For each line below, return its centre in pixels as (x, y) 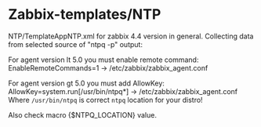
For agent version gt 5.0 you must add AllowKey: (86, 83)
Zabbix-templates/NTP (85, 15)
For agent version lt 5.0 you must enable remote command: (103, 60)
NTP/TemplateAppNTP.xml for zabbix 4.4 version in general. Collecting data (131, 36)
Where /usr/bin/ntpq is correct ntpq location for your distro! (105, 100)
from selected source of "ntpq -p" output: (76, 44)
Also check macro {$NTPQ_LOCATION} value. (82, 114)
